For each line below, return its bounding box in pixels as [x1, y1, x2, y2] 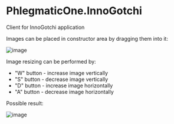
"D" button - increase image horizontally [14, 81, 113, 89]
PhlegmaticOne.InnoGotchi [6, 4, 143, 18]
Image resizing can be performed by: [6, 58, 96, 65]
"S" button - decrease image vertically [14, 76, 109, 83]
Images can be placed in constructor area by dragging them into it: [6, 35, 168, 42]
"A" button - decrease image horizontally [14, 88, 114, 95]
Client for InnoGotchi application [6, 24, 85, 31]
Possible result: [6, 99, 44, 107]
